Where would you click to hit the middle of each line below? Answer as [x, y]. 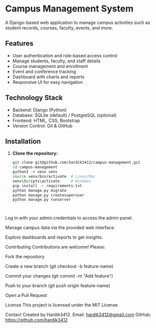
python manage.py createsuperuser [48, 195]
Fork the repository [25, 257]
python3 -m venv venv [35, 172]
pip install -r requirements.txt [47, 186]
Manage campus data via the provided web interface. [60, 228]
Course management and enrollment [50, 66]
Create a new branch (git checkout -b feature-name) [59, 266]
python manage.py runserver [41, 200]
